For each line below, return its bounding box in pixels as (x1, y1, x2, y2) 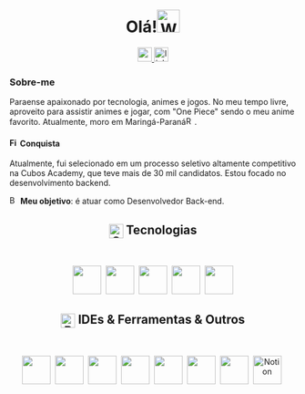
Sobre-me (9, 76, 56, 88)
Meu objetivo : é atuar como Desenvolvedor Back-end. (19, 196, 225, 207)
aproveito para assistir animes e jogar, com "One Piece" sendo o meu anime (9, 106, 295, 118)
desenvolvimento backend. (9, 178, 111, 189)
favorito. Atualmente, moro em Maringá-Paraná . (9, 117, 198, 128)
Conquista (19, 138, 61, 149)
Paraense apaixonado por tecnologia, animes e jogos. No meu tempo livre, (9, 97, 290, 108)
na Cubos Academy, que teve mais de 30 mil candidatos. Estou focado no (9, 168, 287, 179)
